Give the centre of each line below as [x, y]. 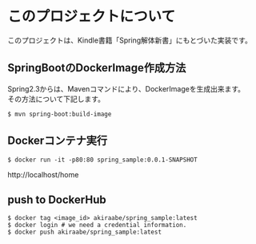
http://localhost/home [43, 174]
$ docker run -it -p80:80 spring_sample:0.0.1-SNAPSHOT [102, 160]
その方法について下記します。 [56, 99]
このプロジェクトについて [92, 16]
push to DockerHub [57, 199]
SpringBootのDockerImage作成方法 [97, 68]
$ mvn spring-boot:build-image [60, 114]
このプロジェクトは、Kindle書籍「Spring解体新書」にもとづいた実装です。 [130, 40]
